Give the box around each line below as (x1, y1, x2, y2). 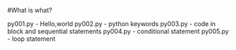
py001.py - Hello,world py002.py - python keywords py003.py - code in (7, 20, 216, 27)
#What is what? (7, 6, 53, 14)
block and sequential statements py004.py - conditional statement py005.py (7, 27, 229, 35)
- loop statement (7, 35, 56, 43)
